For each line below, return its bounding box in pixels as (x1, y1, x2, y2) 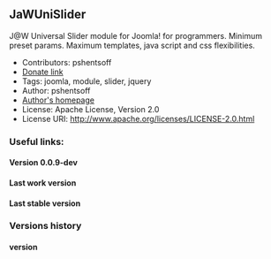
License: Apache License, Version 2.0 (21, 103, 160, 114)
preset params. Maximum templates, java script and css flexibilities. (9, 40, 256, 50)
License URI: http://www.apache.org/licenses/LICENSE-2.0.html (21, 113, 255, 124)
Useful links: (9, 135, 64, 148)
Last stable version (9, 198, 81, 209)
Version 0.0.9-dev (9, 157, 78, 168)
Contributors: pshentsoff (21, 57, 112, 67)
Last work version (9, 177, 77, 188)
